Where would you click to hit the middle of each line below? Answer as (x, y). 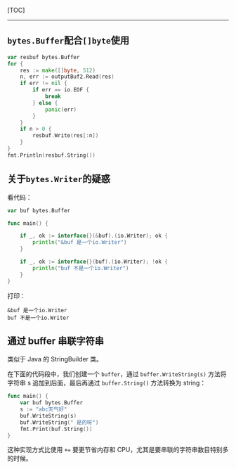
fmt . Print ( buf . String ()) (56, 429)
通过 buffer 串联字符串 (55, 341)
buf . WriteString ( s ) (48, 416)
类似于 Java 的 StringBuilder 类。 (55, 359)
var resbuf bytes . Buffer (44, 57)
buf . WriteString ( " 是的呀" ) (59, 422)
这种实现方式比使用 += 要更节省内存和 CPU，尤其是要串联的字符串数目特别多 (118, 450)
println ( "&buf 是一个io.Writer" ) (80, 243)
